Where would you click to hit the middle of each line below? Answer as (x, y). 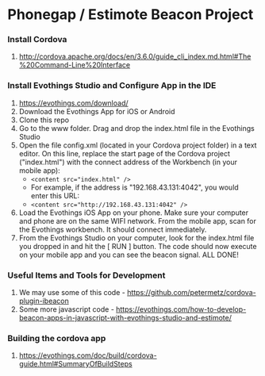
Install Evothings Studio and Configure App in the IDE (112, 86)
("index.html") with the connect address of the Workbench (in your (128, 162)
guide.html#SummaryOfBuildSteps (75, 364)
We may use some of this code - (72, 293)
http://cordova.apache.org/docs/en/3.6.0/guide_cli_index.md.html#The (135, 56)
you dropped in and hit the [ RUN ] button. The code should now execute (138, 246)
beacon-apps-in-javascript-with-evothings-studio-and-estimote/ (125, 318)
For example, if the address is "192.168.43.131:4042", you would (134, 187)
